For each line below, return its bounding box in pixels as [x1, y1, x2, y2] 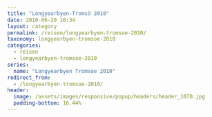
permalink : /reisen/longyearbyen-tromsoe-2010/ [7, 29, 147, 36]
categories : [7, 42, 41, 49]
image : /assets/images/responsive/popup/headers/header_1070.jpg [13, 94, 206, 100]
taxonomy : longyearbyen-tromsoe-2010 [7, 36, 116, 43]
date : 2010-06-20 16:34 [7, 17, 76, 23]
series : [7, 61, 30, 68]
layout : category [7, 23, 57, 30]
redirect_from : [7, 74, 51, 81]
